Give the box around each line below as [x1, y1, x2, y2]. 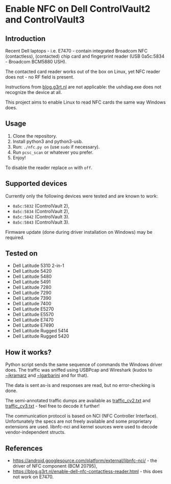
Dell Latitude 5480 [12, 274, 52, 280]
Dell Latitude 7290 [12, 289, 52, 296]
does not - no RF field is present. [5, 74, 75, 80]
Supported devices [5, 179, 67, 188]
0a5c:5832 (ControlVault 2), [12, 203, 70, 209]
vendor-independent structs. [5, 429, 66, 435]
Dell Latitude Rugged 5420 [12, 333, 69, 340]
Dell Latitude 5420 [12, 268, 52, 274]
